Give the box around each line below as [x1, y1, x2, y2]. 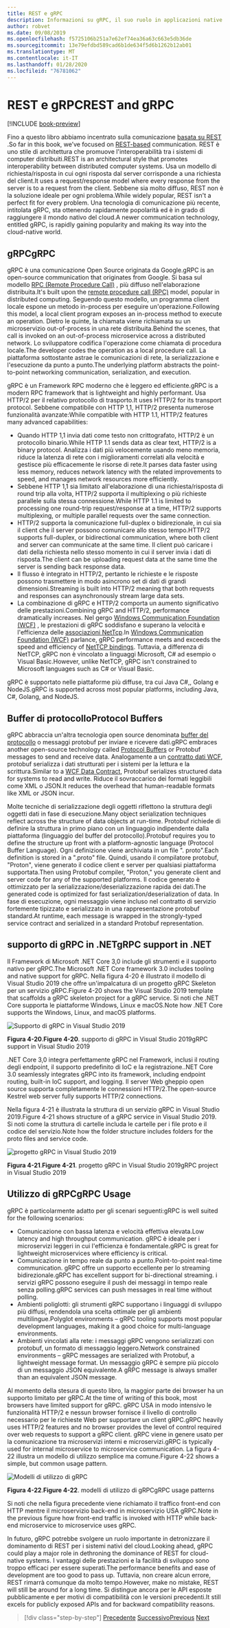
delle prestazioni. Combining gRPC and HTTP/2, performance [16, 606, 190, 615]
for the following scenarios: [7, 1213, 84, 1222]
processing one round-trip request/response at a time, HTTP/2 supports [16, 504, 222, 512]
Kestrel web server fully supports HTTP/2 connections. [7, 1092, 163, 1100]
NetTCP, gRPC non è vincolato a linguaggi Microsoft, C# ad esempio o [16, 650, 216, 658]
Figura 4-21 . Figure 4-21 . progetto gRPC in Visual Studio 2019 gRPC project [7, 1161, 218, 1169]
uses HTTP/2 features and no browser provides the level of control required [7, 1423, 222, 1431]
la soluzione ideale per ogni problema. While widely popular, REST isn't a [7, 192, 211, 200]
